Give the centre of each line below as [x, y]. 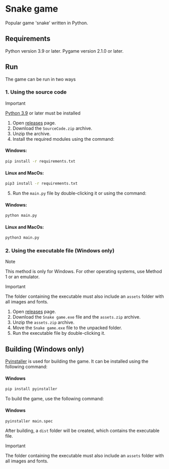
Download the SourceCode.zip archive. [52, 128]
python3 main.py [22, 238]
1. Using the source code [36, 92]
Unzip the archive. [32, 133]
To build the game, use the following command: [55, 399]
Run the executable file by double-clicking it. [59, 333]
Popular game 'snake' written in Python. [47, 23]
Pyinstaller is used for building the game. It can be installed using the [77, 361]
